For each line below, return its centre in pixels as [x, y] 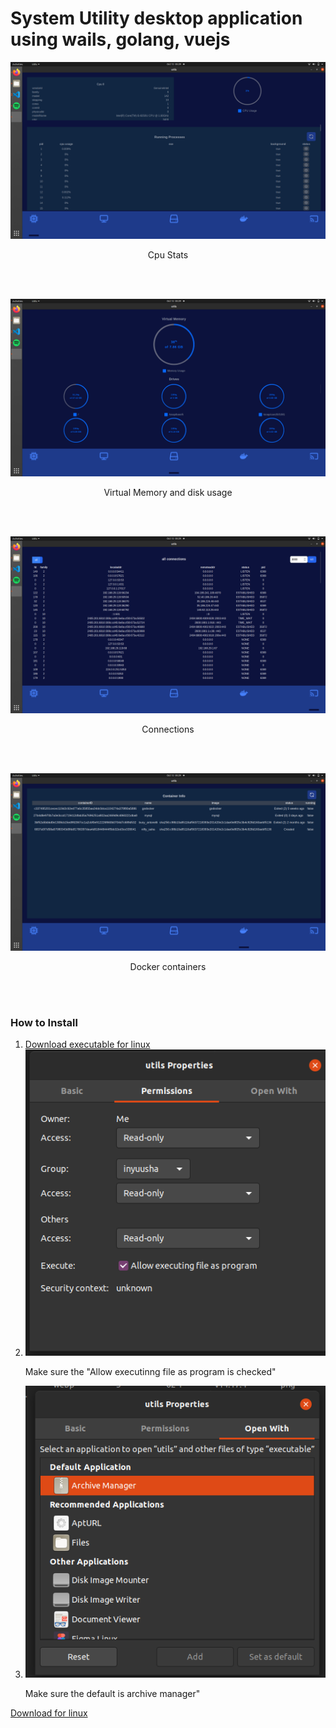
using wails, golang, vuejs [120, 39]
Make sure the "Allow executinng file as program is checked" [150, 1372]
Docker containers [168, 966]
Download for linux [49, 1713]
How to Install [44, 1022]
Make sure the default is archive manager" [112, 1694]
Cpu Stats [168, 255]
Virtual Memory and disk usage [168, 492]
